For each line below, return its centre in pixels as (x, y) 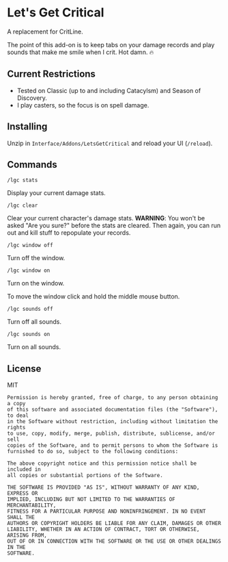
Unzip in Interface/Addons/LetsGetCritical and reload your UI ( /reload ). (110, 143)
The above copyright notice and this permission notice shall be (102, 463)
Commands (32, 165)
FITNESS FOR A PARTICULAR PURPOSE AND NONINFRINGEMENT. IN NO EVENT (106, 511)
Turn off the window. (36, 258)
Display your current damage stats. (56, 193)
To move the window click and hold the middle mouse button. (94, 296)
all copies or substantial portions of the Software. (85, 476)
